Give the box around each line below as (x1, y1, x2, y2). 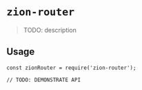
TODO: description (23, 26, 77, 34)
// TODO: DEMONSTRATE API (6, 76, 81, 83)
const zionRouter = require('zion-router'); (6, 64, 136, 71)
